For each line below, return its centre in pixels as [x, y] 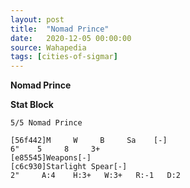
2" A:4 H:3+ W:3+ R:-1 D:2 [96, 176]
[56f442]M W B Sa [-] [89, 141]
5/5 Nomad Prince [46, 123]
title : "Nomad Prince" [60, 29]
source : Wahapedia [48, 47]
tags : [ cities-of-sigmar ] [64, 57]
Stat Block [32, 105]
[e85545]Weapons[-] [51, 158]
